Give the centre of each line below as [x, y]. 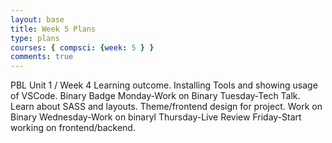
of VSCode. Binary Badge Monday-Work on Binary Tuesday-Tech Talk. [155, 96]
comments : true [42, 57]
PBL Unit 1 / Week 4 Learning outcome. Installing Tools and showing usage [164, 85]
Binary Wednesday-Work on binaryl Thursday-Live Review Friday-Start [156, 117]
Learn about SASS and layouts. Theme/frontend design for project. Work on [166, 107]
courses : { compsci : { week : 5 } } [82, 47]
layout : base [37, 19]
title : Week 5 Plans [53, 29]
